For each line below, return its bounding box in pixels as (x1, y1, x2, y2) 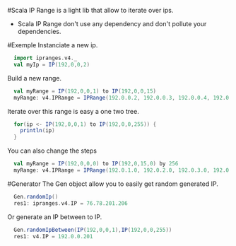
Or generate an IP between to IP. (7, 212, 102, 221)
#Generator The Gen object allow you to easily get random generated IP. (7, 180, 219, 188)
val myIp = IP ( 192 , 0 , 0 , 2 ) (13, 61, 90, 68)
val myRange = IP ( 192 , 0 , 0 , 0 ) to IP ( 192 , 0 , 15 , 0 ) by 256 (13, 160, 179, 168)
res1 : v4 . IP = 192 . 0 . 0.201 (13, 233, 93, 240)
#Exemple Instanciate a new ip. (7, 41, 98, 49)
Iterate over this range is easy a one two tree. (7, 107, 139, 115)
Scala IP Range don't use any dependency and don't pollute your (17, 20, 207, 28)
